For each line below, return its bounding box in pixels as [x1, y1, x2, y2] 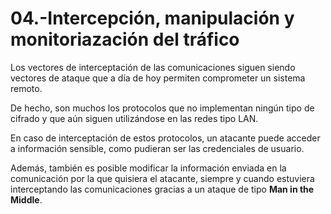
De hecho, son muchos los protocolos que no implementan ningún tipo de [10, 102, 315, 114]
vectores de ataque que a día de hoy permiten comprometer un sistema [10, 72, 306, 84]
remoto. [10, 82, 43, 94]
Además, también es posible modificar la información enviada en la [10, 162, 287, 174]
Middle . [10, 193, 43, 206]
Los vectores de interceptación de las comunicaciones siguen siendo [10, 61, 296, 73]
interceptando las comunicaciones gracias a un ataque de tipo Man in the [10, 183, 315, 195]
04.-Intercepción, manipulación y [10, 7, 295, 30]
